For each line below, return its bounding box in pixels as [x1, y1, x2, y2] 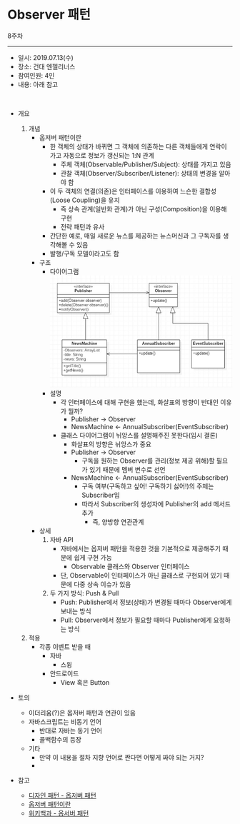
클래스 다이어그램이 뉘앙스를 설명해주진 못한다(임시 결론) [60, 431, 218, 439]
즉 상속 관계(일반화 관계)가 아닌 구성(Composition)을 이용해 [60, 204, 227, 213]
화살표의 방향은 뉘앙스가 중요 [71, 440, 152, 448]
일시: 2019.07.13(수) [17, 53, 74, 61]
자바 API [49, 535, 74, 543]
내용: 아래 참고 [17, 80, 59, 89]
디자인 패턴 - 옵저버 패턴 [28, 790, 96, 800]
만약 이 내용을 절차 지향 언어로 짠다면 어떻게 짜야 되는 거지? [39, 753, 204, 761]
